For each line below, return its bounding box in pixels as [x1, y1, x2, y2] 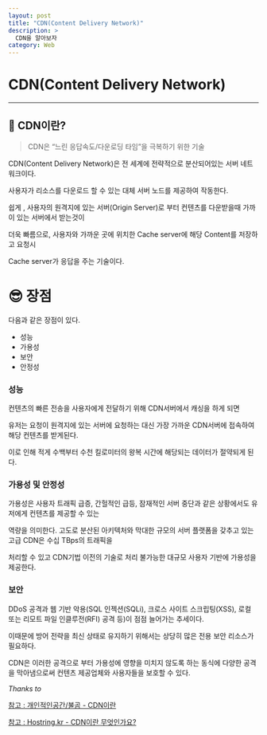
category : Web [8, 41, 56, 49]
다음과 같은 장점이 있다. [8, 315, 81, 324]
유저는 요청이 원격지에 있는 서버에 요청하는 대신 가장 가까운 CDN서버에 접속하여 [8, 420, 255, 430]
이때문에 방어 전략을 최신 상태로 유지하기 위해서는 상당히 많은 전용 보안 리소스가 [8, 631, 254, 640]
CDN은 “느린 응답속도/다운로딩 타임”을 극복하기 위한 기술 [27, 141, 205, 151]
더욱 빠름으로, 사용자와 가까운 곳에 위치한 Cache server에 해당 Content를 [8, 229, 237, 239]
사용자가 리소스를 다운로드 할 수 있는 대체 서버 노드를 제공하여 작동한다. [8, 185, 229, 195]
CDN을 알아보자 [15, 33, 57, 42]
